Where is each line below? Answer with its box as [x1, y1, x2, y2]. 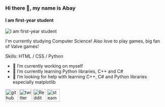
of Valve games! [5, 43, 39, 49]
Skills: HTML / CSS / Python [5, 53, 63, 60]
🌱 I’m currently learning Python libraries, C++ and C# [12, 68, 123, 75]
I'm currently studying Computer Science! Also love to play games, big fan [5, 38, 160, 44]
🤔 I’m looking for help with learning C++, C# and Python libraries [12, 74, 147, 80]
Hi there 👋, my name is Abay [5, 5, 76, 12]
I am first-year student [5, 17, 54, 23]
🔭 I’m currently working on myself [12, 63, 83, 69]
